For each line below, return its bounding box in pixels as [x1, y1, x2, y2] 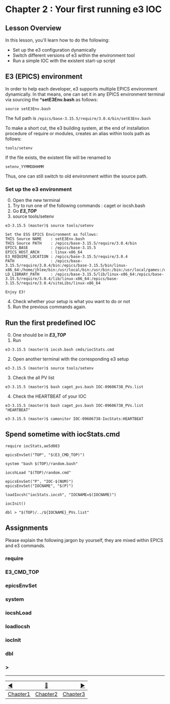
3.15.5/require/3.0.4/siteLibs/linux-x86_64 [5, 281, 101, 286]
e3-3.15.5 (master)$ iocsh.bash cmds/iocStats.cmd [5, 347, 114, 352]
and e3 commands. [5, 543, 46, 549]
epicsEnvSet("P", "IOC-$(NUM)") [5, 479, 73, 484]
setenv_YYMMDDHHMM [5, 164, 44, 169]
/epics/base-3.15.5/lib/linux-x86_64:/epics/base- [55, 272, 164, 277]
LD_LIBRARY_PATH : [5, 272, 53, 277]
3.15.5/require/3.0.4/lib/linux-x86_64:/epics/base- [5, 276, 119, 281]
